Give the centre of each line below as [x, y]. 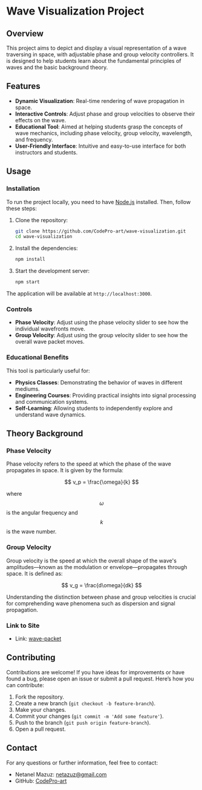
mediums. [28, 389]
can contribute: [25, 685]
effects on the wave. [41, 120]
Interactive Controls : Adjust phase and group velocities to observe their [105, 114]
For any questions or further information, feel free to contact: [82, 762]
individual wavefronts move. [50, 329]
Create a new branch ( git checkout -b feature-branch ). [85, 703]
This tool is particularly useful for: [48, 370]
